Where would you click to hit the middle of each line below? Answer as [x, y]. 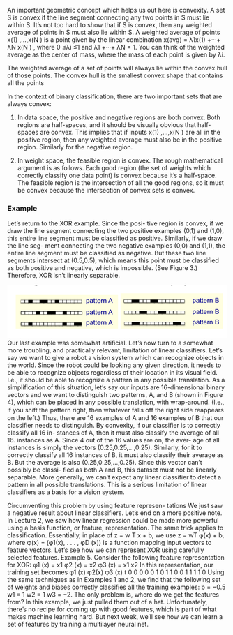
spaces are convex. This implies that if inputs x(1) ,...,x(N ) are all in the [119, 132]
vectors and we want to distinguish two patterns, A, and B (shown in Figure [115, 395]
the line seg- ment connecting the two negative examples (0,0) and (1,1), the [116, 246]
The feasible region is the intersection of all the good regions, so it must [121, 183]
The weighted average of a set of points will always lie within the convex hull [117, 68]
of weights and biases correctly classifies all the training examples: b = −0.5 [116, 587]
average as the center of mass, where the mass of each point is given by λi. [116, 54]
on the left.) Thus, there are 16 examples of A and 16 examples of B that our [115, 418]
